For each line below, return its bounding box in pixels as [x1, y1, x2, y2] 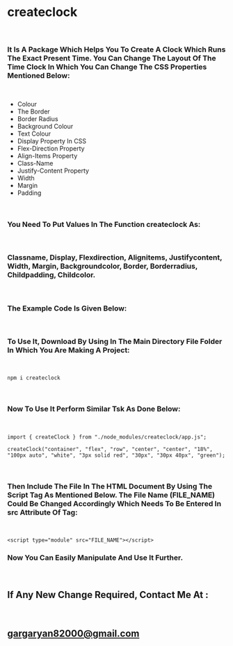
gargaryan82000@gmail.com [7, 627, 140, 639]
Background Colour [17, 123, 74, 131]
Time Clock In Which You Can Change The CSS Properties [7, 62, 207, 72]
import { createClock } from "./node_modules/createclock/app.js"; [7, 433, 207, 441]
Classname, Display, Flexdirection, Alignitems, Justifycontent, [7, 253, 223, 262]
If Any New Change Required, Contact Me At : [7, 589, 209, 601]
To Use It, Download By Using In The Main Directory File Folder [7, 337, 223, 347]
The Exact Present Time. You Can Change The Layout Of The [7, 53, 217, 63]
